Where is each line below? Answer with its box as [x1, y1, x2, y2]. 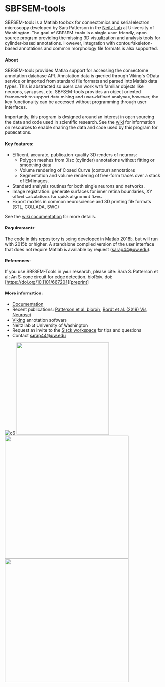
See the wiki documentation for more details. [5, 214, 96, 220]
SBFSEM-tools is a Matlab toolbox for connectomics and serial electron [5, 19, 150, 25]
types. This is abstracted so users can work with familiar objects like [5, 83, 144, 89]
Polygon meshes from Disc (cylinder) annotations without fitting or [19, 157, 155, 163]
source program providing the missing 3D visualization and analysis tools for [5, 35, 161, 41]
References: [5, 258, 31, 263]
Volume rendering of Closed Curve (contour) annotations [19, 167, 135, 173]
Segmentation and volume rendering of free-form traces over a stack [19, 173, 160, 179]
